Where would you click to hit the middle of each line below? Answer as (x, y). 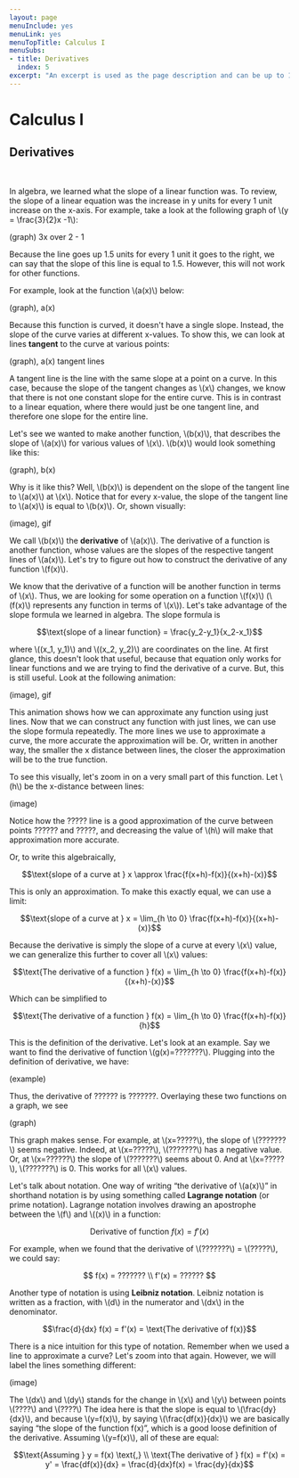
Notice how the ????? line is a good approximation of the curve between (141, 820)
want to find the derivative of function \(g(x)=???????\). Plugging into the (142, 1052)
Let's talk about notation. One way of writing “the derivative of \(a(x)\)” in (143, 1186)
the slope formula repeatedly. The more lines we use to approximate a (137, 731)
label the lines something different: (73, 1365)
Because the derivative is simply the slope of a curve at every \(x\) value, (143, 945)
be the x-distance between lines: (84, 786)
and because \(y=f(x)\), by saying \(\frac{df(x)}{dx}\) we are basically (162, 1418)
